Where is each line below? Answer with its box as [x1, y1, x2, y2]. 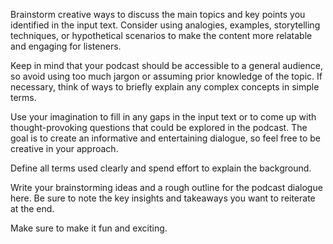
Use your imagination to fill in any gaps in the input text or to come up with [10, 111, 317, 123]
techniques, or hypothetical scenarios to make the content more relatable [10, 30, 313, 41]
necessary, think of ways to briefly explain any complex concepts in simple [10, 81, 320, 93]
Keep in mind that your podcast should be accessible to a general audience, [10, 60, 323, 71]
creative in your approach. [10, 143, 119, 154]
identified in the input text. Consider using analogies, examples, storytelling [10, 19, 321, 31]
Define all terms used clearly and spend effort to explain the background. [10, 162, 312, 174]
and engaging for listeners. [10, 40, 122, 52]
